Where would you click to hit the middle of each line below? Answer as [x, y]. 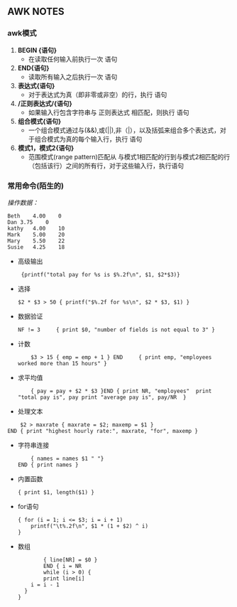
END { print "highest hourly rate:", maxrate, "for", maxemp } [103, 431]
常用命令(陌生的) [35, 186]
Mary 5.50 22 [36, 241]
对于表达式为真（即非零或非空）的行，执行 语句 [98, 95]
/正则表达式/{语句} [45, 103]
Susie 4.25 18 [36, 247]
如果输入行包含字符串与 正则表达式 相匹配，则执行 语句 [109, 112]
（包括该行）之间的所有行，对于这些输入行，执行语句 [106, 166]
